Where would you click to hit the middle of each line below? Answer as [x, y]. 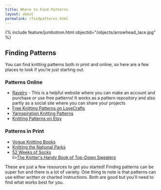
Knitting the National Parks [39, 147]
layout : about [19, 14]
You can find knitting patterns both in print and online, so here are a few [77, 65]
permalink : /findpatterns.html [37, 18]
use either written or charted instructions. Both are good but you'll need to [80, 177]
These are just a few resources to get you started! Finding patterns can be [80, 167]
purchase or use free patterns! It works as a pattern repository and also [84, 98]
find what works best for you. [35, 182]
